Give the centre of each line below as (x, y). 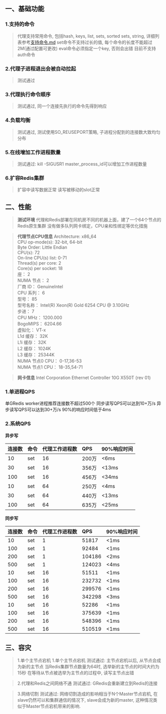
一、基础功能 (25, 9)
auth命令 (26, 55)
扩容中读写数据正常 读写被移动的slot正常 (58, 190)
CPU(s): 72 (28, 252)
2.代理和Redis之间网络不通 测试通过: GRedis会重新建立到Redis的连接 (87, 683)
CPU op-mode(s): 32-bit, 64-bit (50, 242)
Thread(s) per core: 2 (39, 263)
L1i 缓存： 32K (32, 342)
